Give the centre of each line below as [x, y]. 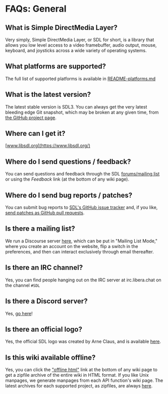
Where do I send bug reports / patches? [69, 195]
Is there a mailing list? [40, 229]
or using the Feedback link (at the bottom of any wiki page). [67, 179]
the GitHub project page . [31, 118]
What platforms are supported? [56, 66]
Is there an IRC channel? [44, 267]
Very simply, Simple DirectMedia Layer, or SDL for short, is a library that [80, 40]
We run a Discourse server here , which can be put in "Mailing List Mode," [81, 241]
